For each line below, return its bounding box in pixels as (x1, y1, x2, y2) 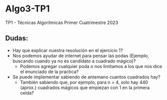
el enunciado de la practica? (20, 68, 79, 74)
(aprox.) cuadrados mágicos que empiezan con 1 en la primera (20, 84, 150, 90)
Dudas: (5, 34, 29, 42)
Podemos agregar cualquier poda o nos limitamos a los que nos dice (20, 63, 162, 69)
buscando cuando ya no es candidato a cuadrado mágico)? (12, 58, 136, 64)
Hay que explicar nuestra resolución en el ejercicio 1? (12, 47, 123, 53)
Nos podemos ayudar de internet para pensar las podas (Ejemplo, (12, 52, 149, 58)
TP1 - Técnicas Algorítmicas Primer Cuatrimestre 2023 (5, 19, 118, 25)
